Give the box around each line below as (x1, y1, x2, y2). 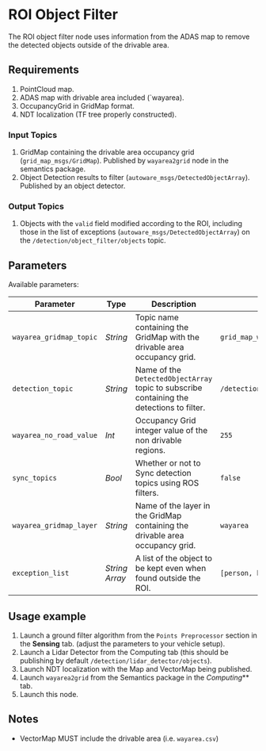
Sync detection (135, 468, 192, 479)
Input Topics (8, 129, 58, 140)
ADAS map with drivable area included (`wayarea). (19, 93, 184, 102)
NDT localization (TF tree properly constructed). (19, 109, 177, 119)
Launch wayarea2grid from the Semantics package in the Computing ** (19, 672, 249, 682)
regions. (135, 445, 166, 456)
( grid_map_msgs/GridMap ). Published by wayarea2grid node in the (19, 156, 230, 166)
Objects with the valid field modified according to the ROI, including (19, 219, 243, 228)
